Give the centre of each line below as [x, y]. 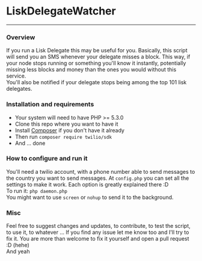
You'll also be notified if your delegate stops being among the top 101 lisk [96, 82]
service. [16, 76]
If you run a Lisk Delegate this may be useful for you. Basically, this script [97, 51]
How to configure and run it [47, 159]
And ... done [30, 143]
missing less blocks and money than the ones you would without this [91, 70]
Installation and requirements [50, 105]
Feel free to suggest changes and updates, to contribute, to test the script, [98, 226]
